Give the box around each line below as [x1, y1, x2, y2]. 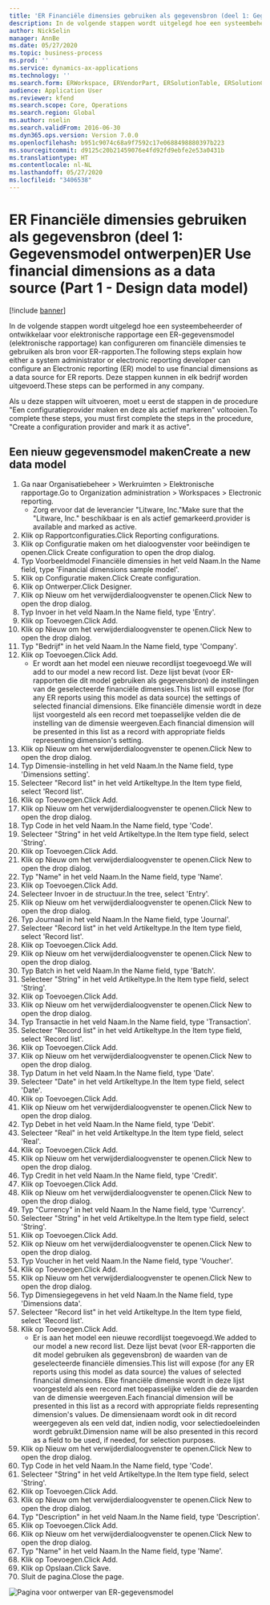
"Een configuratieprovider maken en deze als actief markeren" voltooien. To [9, 405, 258, 415]
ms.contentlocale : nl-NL [9, 161, 92, 169]
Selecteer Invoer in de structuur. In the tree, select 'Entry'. [20, 888, 210, 898]
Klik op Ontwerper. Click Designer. [20, 582, 132, 591]
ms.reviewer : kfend [9, 94, 75, 102]
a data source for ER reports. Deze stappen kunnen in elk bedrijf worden [9, 372, 248, 382]
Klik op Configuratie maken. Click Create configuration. [20, 573, 201, 582]
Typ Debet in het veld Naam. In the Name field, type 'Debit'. [20, 1119, 216, 1129]
